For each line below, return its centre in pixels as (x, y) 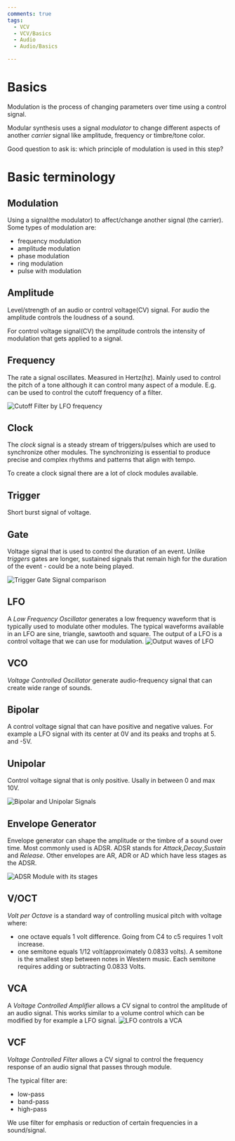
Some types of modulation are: (52, 227)
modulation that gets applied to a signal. (65, 338)
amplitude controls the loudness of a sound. (71, 317)
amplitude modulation (49, 248)
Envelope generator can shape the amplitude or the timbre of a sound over (115, 840)
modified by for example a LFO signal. (62, 1020)
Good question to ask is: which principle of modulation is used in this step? (115, 149)
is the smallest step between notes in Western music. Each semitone (116, 958)
